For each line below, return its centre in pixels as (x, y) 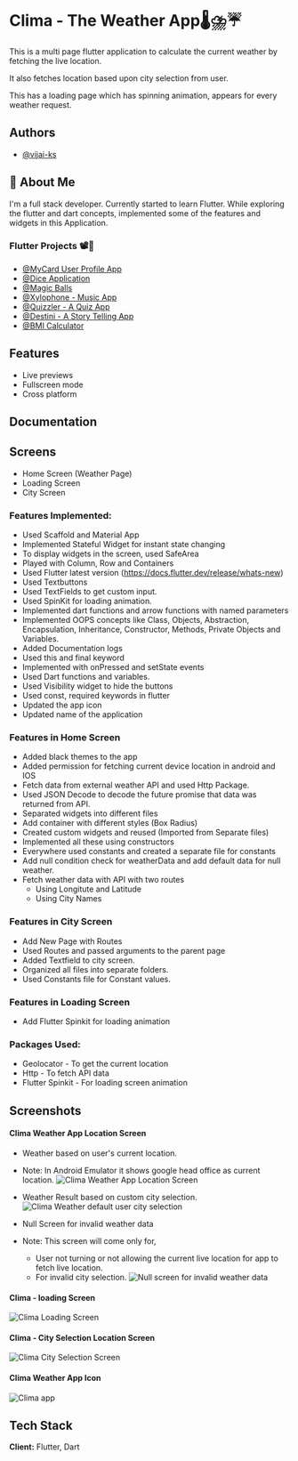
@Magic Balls (47, 287)
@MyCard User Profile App (72, 269)
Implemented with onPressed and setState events (113, 667)
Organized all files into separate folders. (95, 969)
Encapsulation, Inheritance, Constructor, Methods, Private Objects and (151, 630)
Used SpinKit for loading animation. (87, 601)
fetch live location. (69, 1267)
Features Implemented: (60, 515)
